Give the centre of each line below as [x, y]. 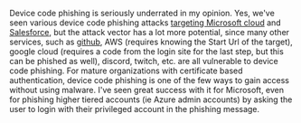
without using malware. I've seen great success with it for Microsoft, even [147, 90]
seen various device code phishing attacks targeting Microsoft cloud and [146, 23]
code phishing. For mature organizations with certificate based [126, 71]
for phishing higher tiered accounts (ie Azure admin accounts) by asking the [151, 99]
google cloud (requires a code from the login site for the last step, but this [147, 52]
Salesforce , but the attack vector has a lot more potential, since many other [150, 32]
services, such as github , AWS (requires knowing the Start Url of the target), [151, 42]
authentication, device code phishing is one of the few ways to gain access [149, 80]
